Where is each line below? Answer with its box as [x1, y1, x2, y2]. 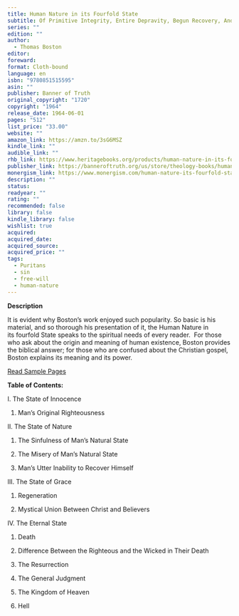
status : [7, 182, 31, 189]
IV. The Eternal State [7, 518, 68, 527]
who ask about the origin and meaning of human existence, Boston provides [7, 338, 231, 346]
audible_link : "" [7, 150, 59, 157]
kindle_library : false [7, 216, 75, 223]
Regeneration [17, 491, 58, 499]
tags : [7, 256, 23, 263]
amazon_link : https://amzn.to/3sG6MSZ [7, 136, 122, 143]
